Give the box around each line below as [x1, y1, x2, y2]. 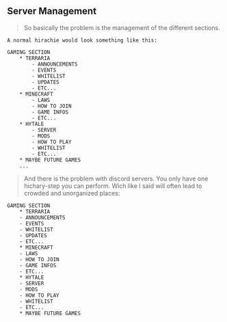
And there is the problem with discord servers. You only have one [23, 174, 209, 183]
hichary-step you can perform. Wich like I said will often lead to [23, 181, 202, 190]
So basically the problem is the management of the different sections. [23, 23, 220, 31]
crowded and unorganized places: [23, 189, 120, 197]
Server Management [7, 5, 97, 17]
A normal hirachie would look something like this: [7, 37, 157, 44]
